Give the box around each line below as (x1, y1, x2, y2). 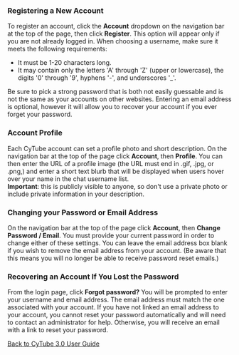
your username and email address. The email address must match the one (7, 295, 225, 304)
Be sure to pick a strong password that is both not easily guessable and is (7, 88, 224, 96)
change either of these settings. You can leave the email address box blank (7, 238, 228, 247)
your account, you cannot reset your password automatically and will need (7, 311, 226, 319)
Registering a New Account (7, 6, 104, 16)
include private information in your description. (7, 190, 144, 198)
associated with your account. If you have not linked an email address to (7, 303, 219, 312)
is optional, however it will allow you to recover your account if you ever (7, 103, 218, 111)
